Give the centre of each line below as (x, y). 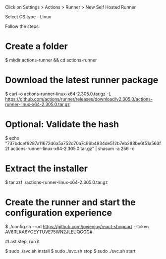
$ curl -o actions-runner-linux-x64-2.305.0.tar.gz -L (58, 94)
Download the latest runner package (82, 80)
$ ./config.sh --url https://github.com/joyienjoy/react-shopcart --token (77, 226)
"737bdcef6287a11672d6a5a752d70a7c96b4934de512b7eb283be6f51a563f (83, 143)
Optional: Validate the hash (62, 125)
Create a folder (36, 46)
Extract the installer (47, 168)
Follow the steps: (23, 26)
